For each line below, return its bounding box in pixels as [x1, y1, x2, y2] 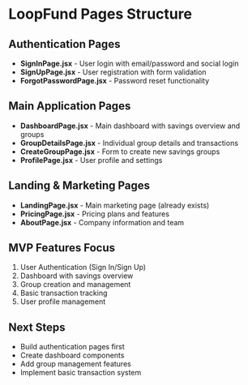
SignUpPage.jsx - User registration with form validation [19, 67, 207, 77]
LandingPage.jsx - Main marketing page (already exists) [19, 200, 210, 210]
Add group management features [19, 359, 131, 369]
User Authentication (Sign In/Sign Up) [19, 263, 147, 272]
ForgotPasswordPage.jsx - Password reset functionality [19, 76, 210, 85]
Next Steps [8, 320, 66, 334]
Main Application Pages [8, 99, 131, 113]
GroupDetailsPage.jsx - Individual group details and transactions [19, 138, 239, 148]
